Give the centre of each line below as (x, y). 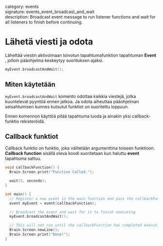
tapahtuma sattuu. (23, 159)
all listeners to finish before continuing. (44, 22)
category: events (22, 7)
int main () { (18, 194)
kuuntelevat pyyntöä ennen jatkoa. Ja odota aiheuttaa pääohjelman (72, 101)
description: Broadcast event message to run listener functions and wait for (81, 17)
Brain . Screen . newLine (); (34, 230)
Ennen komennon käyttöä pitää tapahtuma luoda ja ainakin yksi (68, 116)
